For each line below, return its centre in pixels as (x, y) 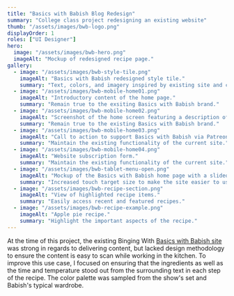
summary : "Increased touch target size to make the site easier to (119, 182)
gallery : (20, 65)
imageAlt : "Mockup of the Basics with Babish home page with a (114, 176)
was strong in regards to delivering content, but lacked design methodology (116, 248)
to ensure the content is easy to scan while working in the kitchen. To (107, 256)
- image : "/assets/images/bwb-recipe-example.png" (88, 208)
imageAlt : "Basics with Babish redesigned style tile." (103, 78)
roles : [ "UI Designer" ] (42, 40)
